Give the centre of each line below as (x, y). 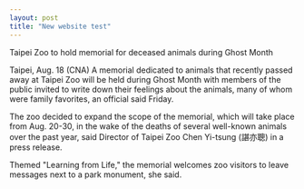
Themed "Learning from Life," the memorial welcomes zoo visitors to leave (149, 164)
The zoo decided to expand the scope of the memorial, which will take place (152, 116)
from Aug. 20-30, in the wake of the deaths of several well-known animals (148, 126)
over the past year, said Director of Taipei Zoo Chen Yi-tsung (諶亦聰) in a (147, 136)
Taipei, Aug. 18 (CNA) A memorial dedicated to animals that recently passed (151, 70)
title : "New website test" (60, 26)
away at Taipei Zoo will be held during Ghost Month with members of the (145, 79)
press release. (36, 147)
